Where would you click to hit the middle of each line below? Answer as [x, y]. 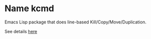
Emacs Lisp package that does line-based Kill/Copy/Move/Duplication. [75, 22]
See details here [21, 31]
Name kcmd [29, 9]
